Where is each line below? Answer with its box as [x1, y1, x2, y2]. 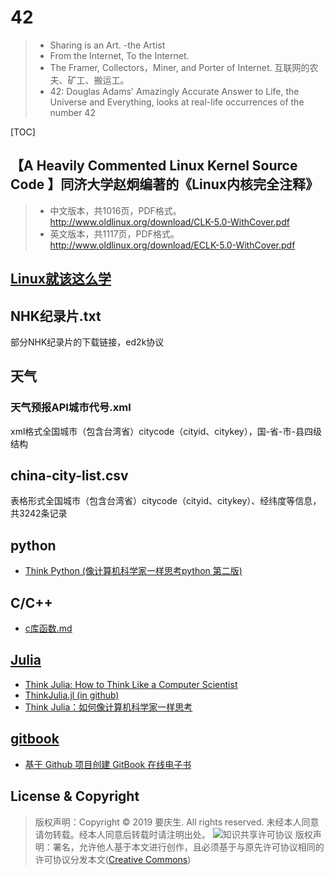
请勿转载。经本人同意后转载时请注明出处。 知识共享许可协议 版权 [34, 828, 313, 840]
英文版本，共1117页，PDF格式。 [49, 227, 180, 240]
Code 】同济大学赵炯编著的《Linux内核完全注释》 [10, 176, 320, 193]
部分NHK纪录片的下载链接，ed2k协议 [10, 336, 165, 348]
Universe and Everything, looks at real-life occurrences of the [49, 96, 305, 108]
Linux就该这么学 [10, 271, 112, 288]
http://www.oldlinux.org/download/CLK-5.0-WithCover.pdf [49, 216, 290, 228]
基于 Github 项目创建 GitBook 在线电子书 [24, 758, 192, 770]
